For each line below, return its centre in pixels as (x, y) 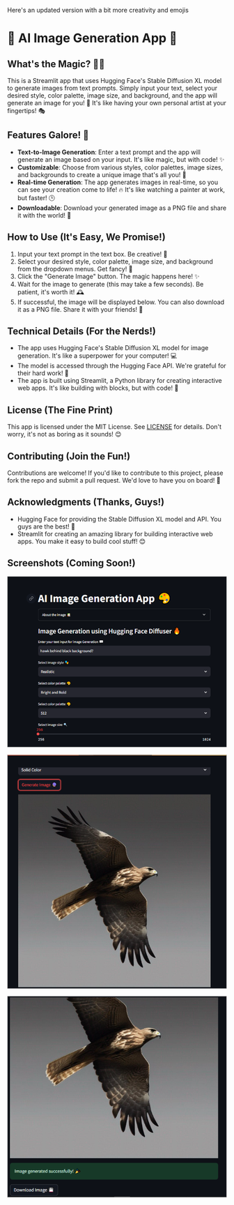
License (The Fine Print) (60, 410)
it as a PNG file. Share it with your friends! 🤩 (80, 309)
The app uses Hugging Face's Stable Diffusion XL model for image (113, 348)
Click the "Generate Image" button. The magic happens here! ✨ (108, 276)
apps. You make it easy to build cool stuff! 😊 (81, 541)
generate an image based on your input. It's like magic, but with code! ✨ (121, 159)
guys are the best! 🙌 (46, 526)
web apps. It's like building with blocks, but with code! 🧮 (98, 388)
